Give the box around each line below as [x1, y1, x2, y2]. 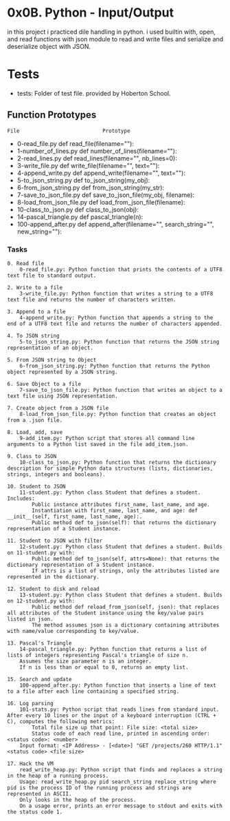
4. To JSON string [7, 332, 60, 339]
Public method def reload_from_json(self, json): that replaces [32, 603, 220, 610]
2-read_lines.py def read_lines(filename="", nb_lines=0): [16, 154, 177, 163]
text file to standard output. [7, 272, 97, 279]
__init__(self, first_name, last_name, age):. [7, 513, 143, 520]
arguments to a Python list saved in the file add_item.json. [7, 441, 189, 448]
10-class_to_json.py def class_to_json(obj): [16, 205, 139, 214]
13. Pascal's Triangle [7, 639, 72, 647]
